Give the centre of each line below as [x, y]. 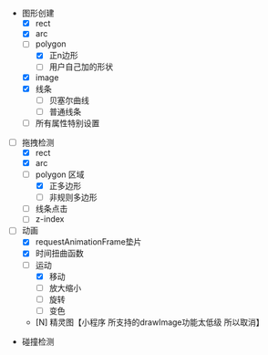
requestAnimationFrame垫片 [88, 242]
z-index [50, 219]
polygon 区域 [60, 174]
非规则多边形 [73, 197]
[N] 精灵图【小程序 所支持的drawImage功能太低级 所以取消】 [149, 322]
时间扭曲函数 [59, 254]
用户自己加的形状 [81, 67]
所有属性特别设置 [67, 123]
